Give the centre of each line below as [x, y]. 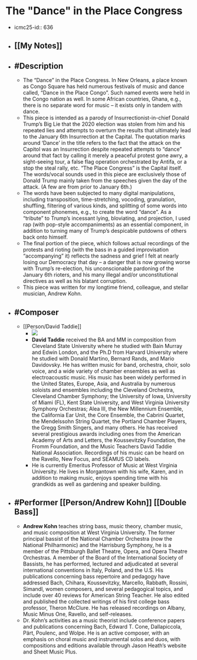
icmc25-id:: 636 [34, 27]
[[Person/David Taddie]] [52, 326]
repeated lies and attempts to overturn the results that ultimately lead [107, 131]
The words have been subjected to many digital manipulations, [99, 193]
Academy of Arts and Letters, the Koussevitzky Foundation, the [109, 440]
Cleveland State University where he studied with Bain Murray [107, 346]
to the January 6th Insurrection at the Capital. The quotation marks [104, 136]
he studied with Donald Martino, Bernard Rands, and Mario [103, 358]
